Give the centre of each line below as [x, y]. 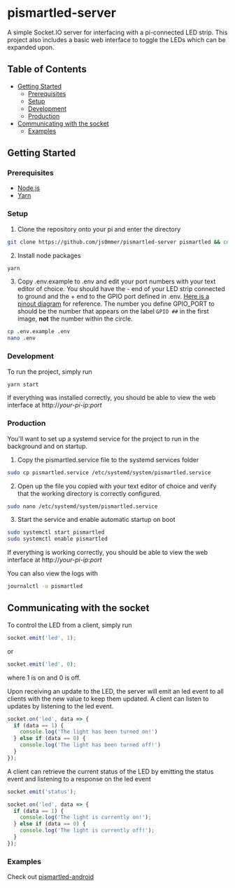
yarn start [23, 384]
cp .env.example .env [39, 332]
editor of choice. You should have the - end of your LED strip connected [121, 289]
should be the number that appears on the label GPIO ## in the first [113, 311]
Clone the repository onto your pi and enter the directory [99, 229]
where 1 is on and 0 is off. [44, 678]
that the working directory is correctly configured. [89, 493]
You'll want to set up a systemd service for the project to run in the [103, 438]
